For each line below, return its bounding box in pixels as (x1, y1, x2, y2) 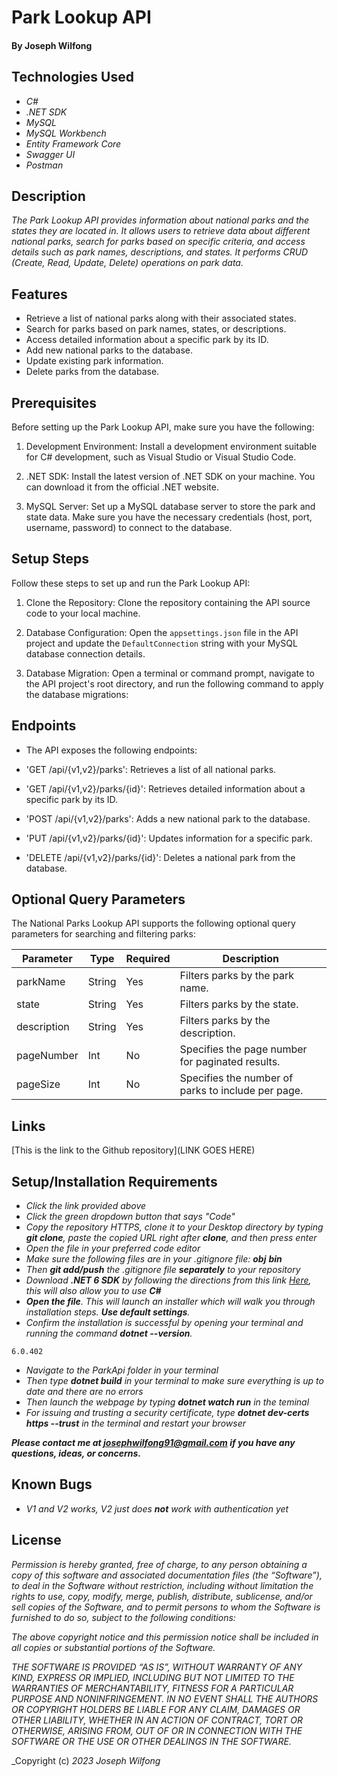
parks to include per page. (179, 1084, 304, 1098)
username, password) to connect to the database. (25, 522, 233, 534)
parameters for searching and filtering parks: (11, 928, 196, 940)
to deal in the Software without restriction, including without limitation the (11, 1579, 314, 1591)
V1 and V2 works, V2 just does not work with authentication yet (25, 1502, 289, 1515)
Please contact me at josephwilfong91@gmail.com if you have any (11, 1437, 296, 1449)
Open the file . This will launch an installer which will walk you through (25, 1296, 316, 1308)
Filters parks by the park (179, 969, 294, 983)
